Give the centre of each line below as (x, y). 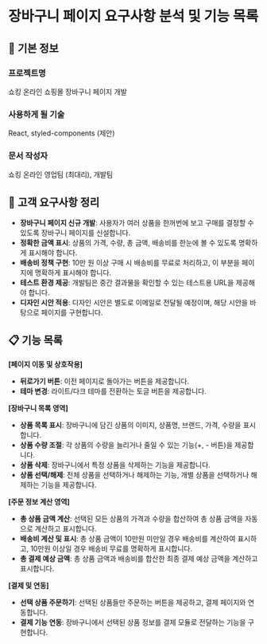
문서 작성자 (28, 156)
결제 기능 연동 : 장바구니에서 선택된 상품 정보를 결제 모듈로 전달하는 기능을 (133, 622)
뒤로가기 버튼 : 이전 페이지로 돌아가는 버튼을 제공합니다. (104, 381)
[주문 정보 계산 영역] (39, 502)
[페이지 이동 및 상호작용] (46, 364)
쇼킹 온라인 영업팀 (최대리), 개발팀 (61, 175)
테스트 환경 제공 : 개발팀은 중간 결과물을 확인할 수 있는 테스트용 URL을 (127, 283)
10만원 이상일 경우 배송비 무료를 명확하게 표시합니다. (112, 549)
